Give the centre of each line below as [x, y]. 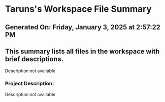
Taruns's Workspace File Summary [78, 9]
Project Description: [30, 83]
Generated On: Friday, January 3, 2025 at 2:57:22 [83, 27]
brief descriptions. [34, 59]
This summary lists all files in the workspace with [82, 51]
